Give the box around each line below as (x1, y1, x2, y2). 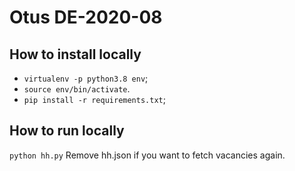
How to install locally (9, 46, 142, 63)
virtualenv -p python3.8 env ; (23, 72, 149, 84)
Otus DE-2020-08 (9, 6, 163, 29)
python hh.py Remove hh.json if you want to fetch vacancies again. (9, 149, 286, 161)
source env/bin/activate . (23, 83, 131, 95)
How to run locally (9, 122, 125, 140)
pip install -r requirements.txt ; (23, 94, 166, 105)
